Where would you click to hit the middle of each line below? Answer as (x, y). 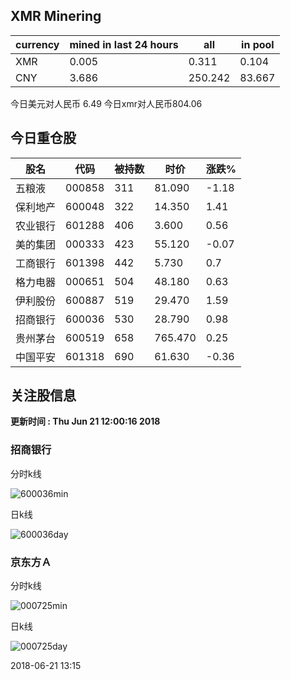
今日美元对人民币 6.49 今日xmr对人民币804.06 (106, 103)
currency (37, 44)
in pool (258, 44)
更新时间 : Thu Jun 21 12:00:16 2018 (85, 421)
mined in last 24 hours (124, 44)
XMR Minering (56, 16)
